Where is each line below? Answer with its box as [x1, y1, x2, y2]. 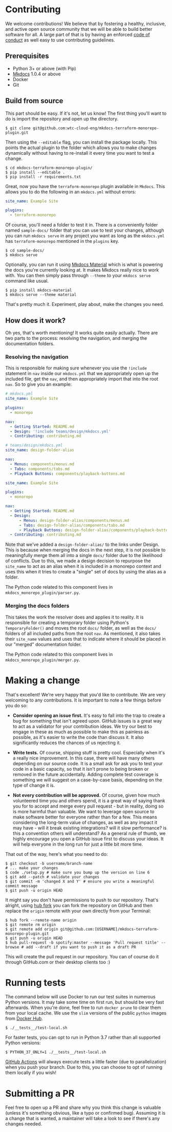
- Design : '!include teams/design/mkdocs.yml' [10, 429, 111, 434]
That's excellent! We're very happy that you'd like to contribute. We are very [5, 691, 166, 697]
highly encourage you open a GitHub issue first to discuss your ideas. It [12, 835, 164, 841]
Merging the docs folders [5, 602, 70, 609]
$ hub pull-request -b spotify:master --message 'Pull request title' [5, 940, 159, 945]
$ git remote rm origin [5, 922, 56, 927]
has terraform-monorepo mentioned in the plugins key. [5, 238, 119, 244]
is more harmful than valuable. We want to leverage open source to [12, 808, 155, 814]
